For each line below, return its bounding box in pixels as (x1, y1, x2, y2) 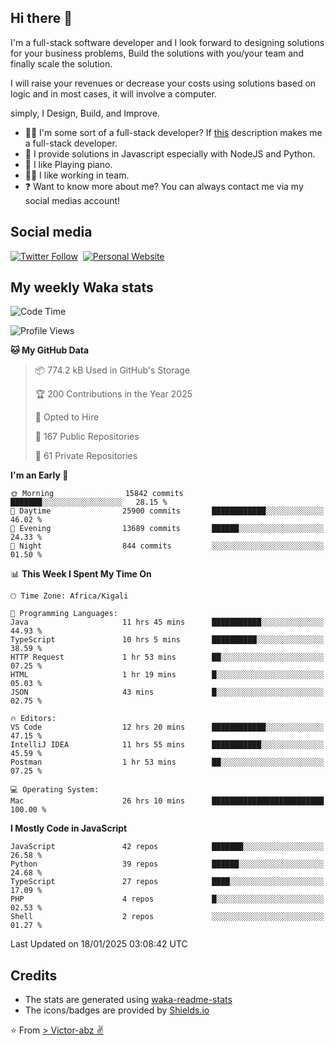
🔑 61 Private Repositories (34, 450, 138, 462)
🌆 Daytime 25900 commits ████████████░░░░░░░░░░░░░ (10, 506, 325, 516)
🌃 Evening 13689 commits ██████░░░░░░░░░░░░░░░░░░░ (10, 524, 325, 534)
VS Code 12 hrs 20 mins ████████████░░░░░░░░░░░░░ (10, 722, 325, 733)
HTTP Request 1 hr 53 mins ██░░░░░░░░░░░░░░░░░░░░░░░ (10, 652, 325, 663)
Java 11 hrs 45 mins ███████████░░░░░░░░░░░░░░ (10, 617, 325, 628)
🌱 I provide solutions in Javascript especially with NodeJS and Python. (24, 147, 316, 160)
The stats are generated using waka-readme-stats (24, 994, 233, 1006)
